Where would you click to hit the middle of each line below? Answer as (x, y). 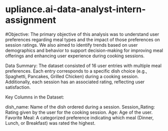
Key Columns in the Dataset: (35, 97)
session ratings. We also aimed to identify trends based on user (72, 45)
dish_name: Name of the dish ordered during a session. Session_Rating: (80, 107)
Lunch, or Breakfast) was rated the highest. (50, 123)
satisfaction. (18, 87)
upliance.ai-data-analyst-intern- (76, 9)
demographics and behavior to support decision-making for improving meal (84, 50)
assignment (31, 20)
